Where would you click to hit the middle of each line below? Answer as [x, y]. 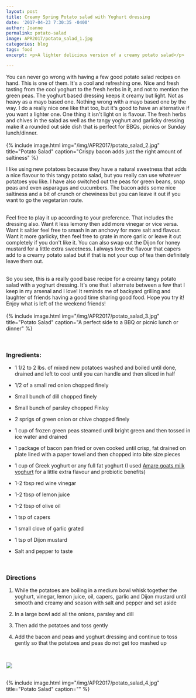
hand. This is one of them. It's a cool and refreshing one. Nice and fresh [93, 83]
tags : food [19, 50]
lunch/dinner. [22, 133]
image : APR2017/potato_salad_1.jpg [49, 39]
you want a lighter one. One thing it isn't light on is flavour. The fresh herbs [96, 114]
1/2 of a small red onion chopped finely [61, 385]
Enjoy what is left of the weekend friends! [56, 303]
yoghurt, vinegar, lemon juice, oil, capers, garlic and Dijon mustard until [100, 597]
